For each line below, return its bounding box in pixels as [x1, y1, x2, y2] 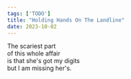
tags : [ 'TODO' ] [7, 10, 51, 17]
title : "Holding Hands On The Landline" [7, 17, 125, 24]
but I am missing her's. [7, 64, 72, 73]
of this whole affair [7, 49, 61, 58]
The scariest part [7, 42, 57, 51]
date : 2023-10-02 [7, 23, 57, 30]
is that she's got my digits [7, 57, 81, 65]
